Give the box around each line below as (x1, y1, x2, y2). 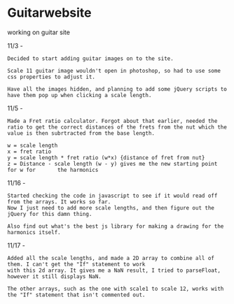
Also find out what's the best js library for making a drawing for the (7, 222, 224, 230)
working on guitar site (7, 28, 70, 36)
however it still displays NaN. (7, 273, 102, 280)
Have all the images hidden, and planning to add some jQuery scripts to (7, 85, 228, 92)
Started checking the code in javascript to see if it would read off (7, 192, 218, 199)
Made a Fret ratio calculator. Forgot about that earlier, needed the (7, 117, 218, 124)
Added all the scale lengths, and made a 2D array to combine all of (7, 254, 215, 261)
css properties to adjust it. (7, 73, 96, 80)
